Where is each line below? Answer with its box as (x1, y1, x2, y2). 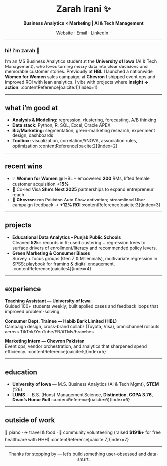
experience (5, 285, 41, 293)
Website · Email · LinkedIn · (56, 30, 111, 36)
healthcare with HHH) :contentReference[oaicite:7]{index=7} (5, 437, 129, 443)
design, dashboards (12, 133, 54, 138)
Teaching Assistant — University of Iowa (5, 298, 91, 304)
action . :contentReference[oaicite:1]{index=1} (5, 84, 98, 90)
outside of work (5, 416, 55, 424)
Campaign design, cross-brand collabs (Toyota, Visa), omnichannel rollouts (5, 324, 160, 330)
